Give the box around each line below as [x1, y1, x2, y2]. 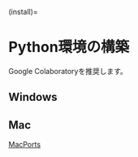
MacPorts [8, 140, 41, 150]
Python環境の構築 [8, 38, 130, 56]
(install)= [8, 7, 38, 16]
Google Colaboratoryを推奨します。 [8, 66, 128, 76]
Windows [8, 90, 58, 104]
